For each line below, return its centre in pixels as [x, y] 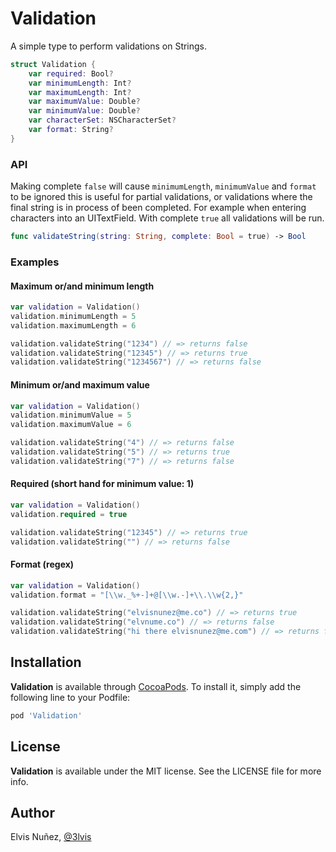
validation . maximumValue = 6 [71, 425]
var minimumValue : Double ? [84, 111]
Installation [46, 662]
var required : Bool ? [71, 73]
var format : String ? [71, 130]
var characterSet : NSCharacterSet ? [102, 120]
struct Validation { [53, 64]
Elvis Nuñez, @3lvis [51, 837]
